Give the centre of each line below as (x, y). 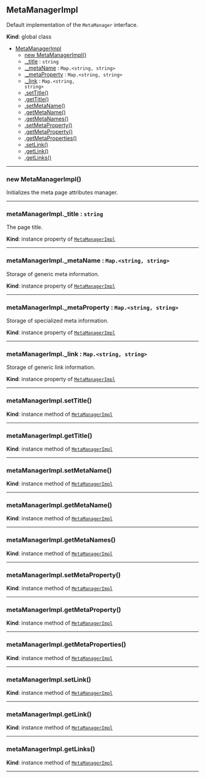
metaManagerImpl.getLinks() (51, 749)
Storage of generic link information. (51, 367)
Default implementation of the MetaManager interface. (72, 24)
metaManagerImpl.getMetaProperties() (66, 645)
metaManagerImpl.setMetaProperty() (63, 575)
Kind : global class (29, 37)
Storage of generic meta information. (53, 274)
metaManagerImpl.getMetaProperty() (64, 610)
